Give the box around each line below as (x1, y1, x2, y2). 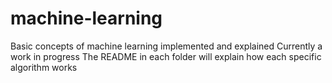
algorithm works (10, 61, 78, 73)
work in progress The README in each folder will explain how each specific (10, 50, 322, 62)
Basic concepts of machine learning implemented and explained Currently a (10, 40, 323, 52)
